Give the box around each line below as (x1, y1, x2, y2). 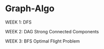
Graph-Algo (5, 3, 54, 14)
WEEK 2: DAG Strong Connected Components (5, 28, 99, 34)
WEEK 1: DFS (5, 19, 32, 25)
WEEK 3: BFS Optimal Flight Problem (5, 38, 80, 44)
